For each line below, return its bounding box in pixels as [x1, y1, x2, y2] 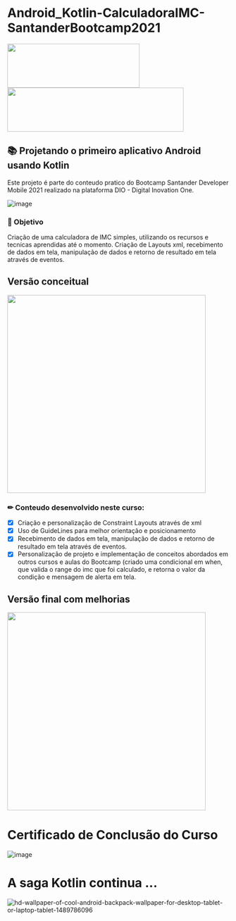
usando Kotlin [7, 160, 70, 172]
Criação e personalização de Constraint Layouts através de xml [17, 519, 202, 527]
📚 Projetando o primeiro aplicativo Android [7, 145, 201, 157]
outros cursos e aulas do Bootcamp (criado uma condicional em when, [17, 558, 223, 566]
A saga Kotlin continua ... [7, 875, 158, 891]
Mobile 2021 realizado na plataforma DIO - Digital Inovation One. [7, 185, 194, 194]
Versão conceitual [7, 276, 89, 288]
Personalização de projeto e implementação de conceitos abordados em [17, 550, 229, 558]
